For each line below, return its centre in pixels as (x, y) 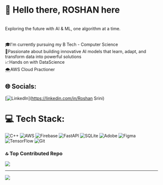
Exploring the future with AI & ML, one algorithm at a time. (63, 28)
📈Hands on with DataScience (35, 62)
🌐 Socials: (21, 86)
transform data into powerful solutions (43, 56)
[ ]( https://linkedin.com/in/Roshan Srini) (55, 98)
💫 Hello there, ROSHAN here (63, 10)
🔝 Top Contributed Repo (34, 153)
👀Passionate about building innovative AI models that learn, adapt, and (76, 51)
